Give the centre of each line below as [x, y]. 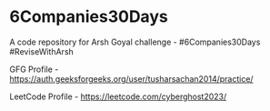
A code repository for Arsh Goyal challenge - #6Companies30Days [135, 42]
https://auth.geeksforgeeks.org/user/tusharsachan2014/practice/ [131, 78]
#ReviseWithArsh [42, 51]
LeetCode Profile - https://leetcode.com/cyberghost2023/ [118, 96]
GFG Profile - [34, 69]
